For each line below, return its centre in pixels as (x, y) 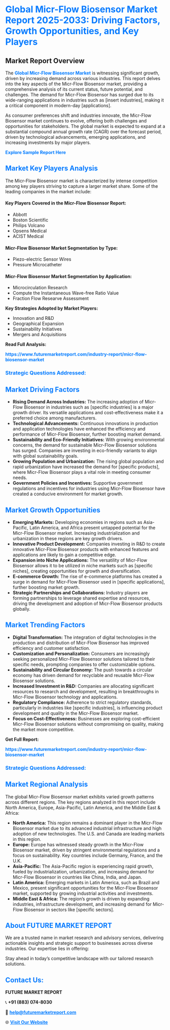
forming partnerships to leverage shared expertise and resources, (81, 598)
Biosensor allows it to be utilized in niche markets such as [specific (83, 565)
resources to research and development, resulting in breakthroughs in (86, 691)
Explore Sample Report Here (36, 152)
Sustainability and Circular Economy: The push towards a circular (82, 670)
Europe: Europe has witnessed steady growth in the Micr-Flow (78, 844)
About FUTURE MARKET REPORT (59, 925)
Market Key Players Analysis (52, 169)
